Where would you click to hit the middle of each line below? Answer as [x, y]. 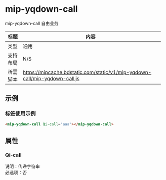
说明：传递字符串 [22, 166]
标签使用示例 [21, 114]
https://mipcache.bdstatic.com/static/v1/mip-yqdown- [87, 72]
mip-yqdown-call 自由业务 [32, 23]
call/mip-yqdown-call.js [51, 78]
